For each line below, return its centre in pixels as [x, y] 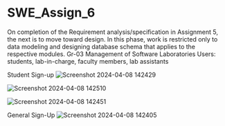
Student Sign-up [30, 75]
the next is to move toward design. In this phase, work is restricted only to [112, 39]
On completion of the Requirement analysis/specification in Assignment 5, [113, 32]
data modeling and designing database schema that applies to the [101, 46]
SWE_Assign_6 [51, 13]
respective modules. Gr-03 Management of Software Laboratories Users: [111, 54]
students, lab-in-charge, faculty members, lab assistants [88, 61]
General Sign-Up [31, 115]
